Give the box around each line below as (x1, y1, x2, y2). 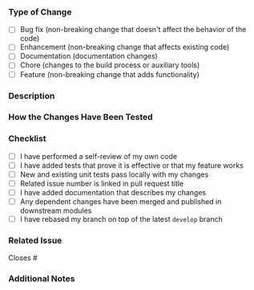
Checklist (8, 133, 46, 145)
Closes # (8, 253, 38, 263)
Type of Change (8, 6, 72, 18)
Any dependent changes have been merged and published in (19, 197, 222, 206)
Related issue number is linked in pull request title (19, 178, 184, 188)
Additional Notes (8, 273, 75, 284)
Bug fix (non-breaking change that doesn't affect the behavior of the (19, 25, 247, 35)
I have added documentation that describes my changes (19, 188, 207, 197)
